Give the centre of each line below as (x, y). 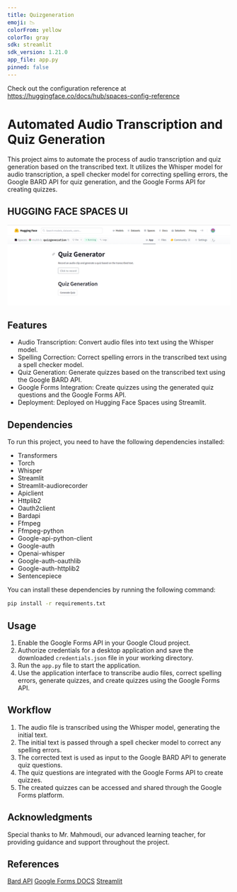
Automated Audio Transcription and (115, 124)
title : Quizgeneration (41, 15)
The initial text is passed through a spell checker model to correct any (119, 742)
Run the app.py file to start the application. (79, 665)
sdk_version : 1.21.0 (38, 52)
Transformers (37, 456)
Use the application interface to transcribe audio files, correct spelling (119, 672)
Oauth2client (36, 508)
